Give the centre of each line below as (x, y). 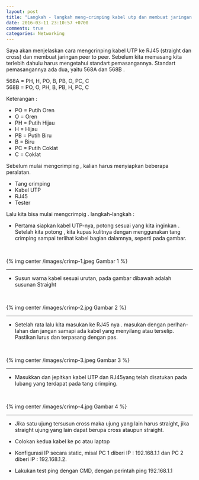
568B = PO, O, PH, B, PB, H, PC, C (48, 87)
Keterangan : (22, 99)
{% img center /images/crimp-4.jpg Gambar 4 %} (67, 406)
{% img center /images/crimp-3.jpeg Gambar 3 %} (68, 360)
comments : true (25, 28)
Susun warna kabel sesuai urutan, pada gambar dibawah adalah (93, 278)
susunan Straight (36, 285)
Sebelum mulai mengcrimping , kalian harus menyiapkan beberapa (87, 166)
